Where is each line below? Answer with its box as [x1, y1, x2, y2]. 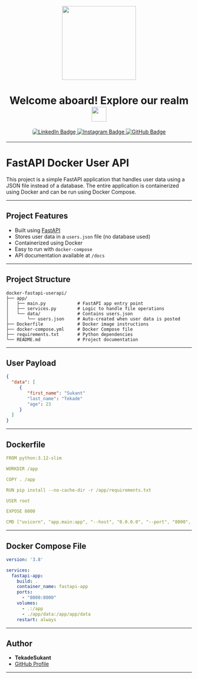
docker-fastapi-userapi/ [6, 290, 67, 296]
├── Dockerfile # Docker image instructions [6, 321, 149, 327]
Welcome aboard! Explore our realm [9, 94, 189, 107]
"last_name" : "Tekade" [27, 396, 83, 401]
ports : [16, 589, 33, 595]
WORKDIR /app [6, 466, 38, 472]
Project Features [6, 211, 68, 221]
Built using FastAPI [14, 227, 61, 234]
